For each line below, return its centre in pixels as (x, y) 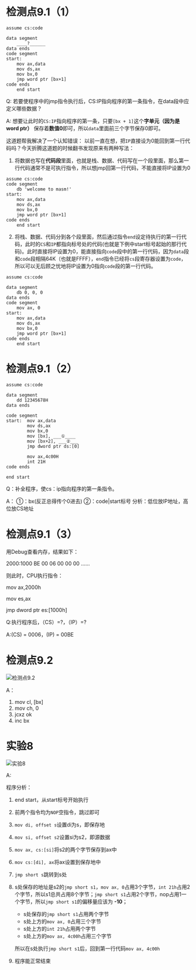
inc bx (22, 720)
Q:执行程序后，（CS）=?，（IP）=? (46, 622)
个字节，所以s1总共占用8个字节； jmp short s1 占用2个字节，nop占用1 (98, 894)
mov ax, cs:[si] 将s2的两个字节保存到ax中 (66, 849)
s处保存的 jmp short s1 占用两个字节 (66, 914)
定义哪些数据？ (24, 108)
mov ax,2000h (24, 587)
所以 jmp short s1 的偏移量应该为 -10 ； (81, 901)
